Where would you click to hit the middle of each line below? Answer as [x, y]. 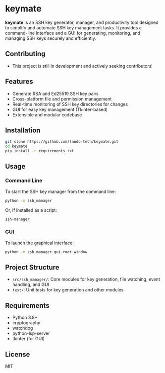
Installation [23, 130]
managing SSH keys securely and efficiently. [51, 38]
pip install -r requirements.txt [40, 151]
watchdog [23, 328]
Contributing [25, 54]
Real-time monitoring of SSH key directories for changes [70, 104]
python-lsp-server [31, 333]
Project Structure [32, 267]
